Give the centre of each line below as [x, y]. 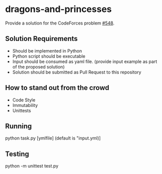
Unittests [22, 110]
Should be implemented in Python [47, 50]
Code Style [24, 100]
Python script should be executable [49, 56]
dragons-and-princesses [59, 9]
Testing [17, 154]
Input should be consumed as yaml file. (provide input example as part [85, 61]
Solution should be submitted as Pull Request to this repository [77, 72]
